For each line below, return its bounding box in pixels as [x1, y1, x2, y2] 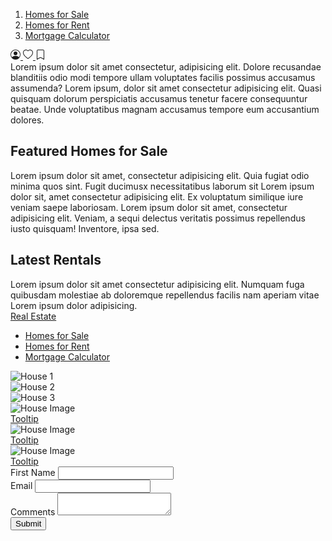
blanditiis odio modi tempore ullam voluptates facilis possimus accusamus [10, 72, 316, 83]
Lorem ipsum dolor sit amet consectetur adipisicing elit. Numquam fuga [10, 278, 305, 290]
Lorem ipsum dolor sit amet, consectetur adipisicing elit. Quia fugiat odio [10, 169, 310, 181]
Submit [15, 518, 42, 529]
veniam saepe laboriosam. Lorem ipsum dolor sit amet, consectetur [10, 201, 288, 213]
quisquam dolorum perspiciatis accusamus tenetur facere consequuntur [10, 93, 308, 104]
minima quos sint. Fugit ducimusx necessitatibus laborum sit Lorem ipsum [10, 180, 315, 192]
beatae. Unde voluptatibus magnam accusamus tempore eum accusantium [10, 104, 320, 115]
